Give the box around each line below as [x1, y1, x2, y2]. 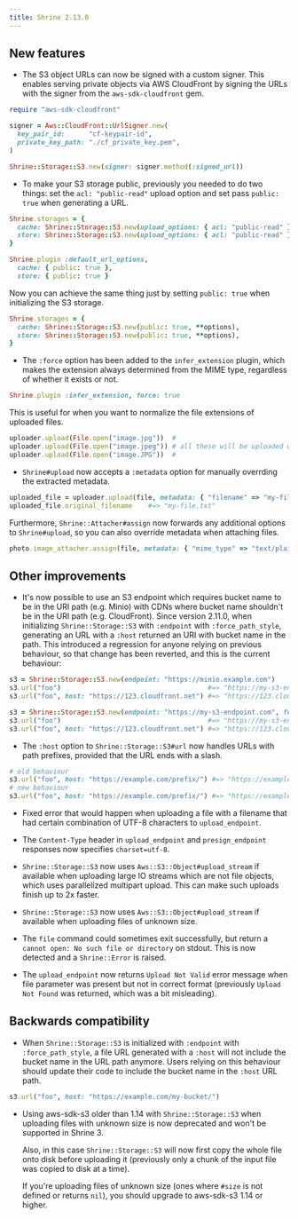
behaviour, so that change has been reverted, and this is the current [21, 649, 271, 660]
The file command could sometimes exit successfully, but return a [21, 933, 269, 944]
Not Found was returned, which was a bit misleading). [21, 988, 217, 999]
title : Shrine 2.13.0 [9, 12, 90, 22]
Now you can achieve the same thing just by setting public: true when [9, 288, 271, 298]
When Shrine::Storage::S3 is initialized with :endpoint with [21, 1037, 239, 1048]
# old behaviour [9, 767, 69, 776]
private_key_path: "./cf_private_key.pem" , [17, 139, 180, 147]
